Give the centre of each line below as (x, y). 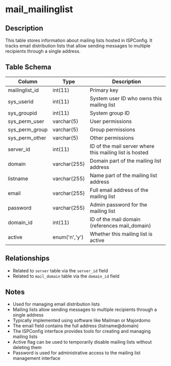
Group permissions (113, 129)
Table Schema (28, 67)
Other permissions (112, 137)
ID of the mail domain (115, 219)
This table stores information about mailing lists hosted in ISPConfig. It (79, 40)
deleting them (27, 348)
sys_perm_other (27, 137)
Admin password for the (119, 205)
